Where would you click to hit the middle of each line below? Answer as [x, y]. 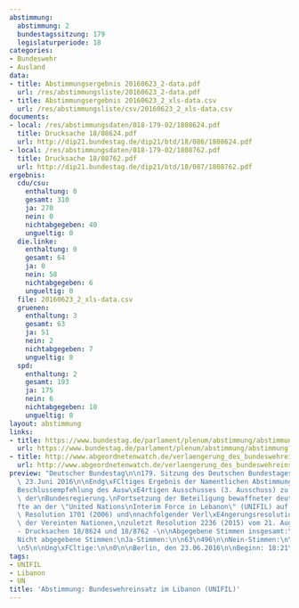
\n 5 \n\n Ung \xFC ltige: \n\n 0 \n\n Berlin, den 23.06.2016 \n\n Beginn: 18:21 [153, 548]
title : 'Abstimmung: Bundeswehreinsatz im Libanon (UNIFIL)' [125, 589]
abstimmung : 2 [43, 26]
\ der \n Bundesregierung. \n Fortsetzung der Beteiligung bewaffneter [145, 498]
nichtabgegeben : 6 [59, 283]
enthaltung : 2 [51, 374]
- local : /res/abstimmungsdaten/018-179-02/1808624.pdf [115, 126]
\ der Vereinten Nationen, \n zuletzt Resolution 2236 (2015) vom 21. [147, 523]
